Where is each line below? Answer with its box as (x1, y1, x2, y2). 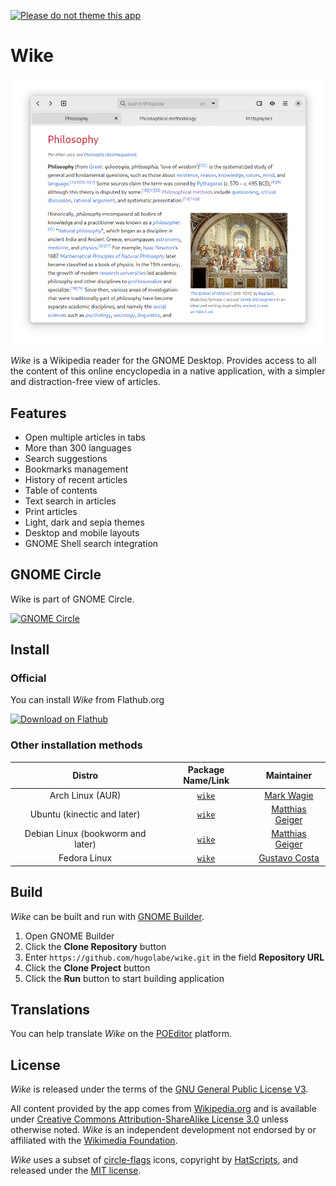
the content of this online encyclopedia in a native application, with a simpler (10, 365, 326, 377)
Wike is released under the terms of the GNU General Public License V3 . (10, 1083, 309, 1095)
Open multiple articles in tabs (24, 431, 146, 443)
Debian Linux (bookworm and (24, 828, 147, 840)
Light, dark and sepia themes (24, 516, 145, 528)
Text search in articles (24, 495, 117, 507)
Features (10, 405, 67, 422)
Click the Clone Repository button (24, 940, 167, 952)
